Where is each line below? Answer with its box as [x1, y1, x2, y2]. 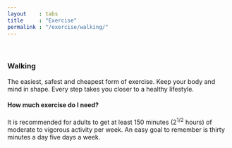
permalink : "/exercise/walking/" [7, 23, 109, 30]
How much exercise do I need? [7, 101, 99, 109]
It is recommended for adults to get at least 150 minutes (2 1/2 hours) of [7, 116, 213, 126]
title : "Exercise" [7, 17, 78, 24]
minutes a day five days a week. [7, 132, 101, 141]
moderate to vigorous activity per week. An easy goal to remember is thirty [7, 125, 226, 134]
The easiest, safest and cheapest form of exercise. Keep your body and [7, 77, 216, 85]
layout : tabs [7, 10, 59, 18]
